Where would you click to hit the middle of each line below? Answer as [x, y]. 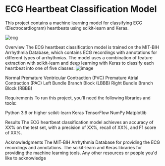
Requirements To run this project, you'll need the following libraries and [78, 98]
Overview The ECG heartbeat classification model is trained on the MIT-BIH [82, 47]
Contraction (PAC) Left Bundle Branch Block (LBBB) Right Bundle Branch [79, 83]
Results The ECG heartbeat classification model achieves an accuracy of [79, 122]
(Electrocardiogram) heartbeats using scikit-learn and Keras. [67, 28]
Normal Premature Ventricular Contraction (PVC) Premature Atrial [72, 78]
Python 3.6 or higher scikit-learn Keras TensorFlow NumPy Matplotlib [76, 113]
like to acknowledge [26, 158]
